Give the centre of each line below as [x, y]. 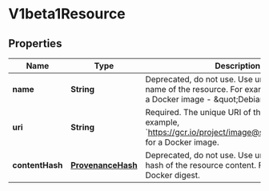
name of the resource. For [194, 89]
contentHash [38, 165]
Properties [35, 44]
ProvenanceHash [104, 165]
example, [163, 122]
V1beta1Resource [67, 14]
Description [238, 66]
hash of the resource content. [201, 165]
